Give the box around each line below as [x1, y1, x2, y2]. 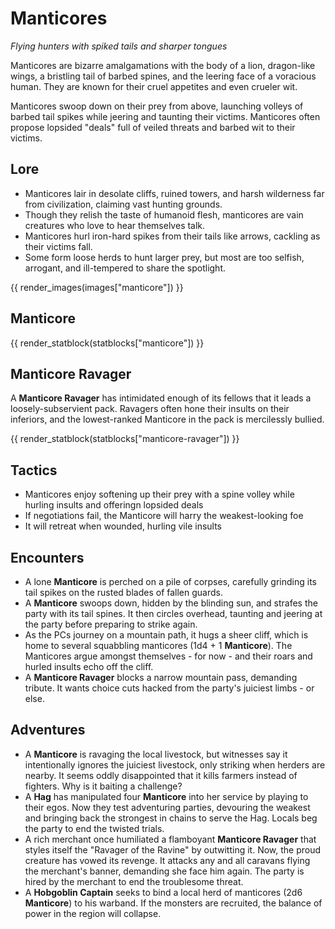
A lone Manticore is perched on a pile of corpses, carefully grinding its [24, 576, 317, 587]
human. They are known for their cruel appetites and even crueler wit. [10, 80, 298, 92]
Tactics [10, 462, 58, 479]
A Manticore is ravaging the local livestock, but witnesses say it [24, 748, 288, 760]
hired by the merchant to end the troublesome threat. [24, 875, 244, 887]
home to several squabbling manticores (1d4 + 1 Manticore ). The [24, 640, 293, 651]
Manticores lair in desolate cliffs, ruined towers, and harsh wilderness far [24, 187, 325, 199]
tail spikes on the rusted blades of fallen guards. [24, 587, 223, 598]
